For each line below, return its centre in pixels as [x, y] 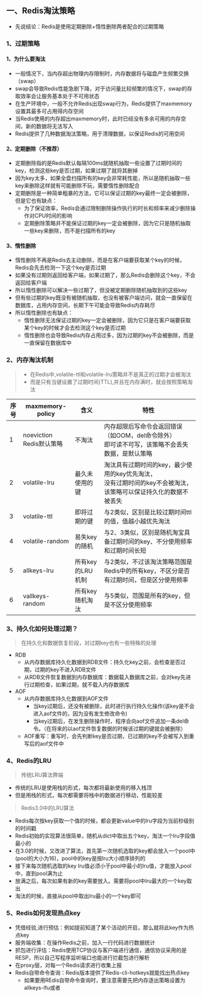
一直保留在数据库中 [48, 343]
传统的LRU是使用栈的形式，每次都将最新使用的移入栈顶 [83, 788]
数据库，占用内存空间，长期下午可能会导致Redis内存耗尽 [85, 305]
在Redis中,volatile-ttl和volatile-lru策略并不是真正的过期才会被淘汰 [110, 374]
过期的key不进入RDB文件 [65, 669]
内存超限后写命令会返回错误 [143, 426]
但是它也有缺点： [36, 201]
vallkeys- [36, 596]
